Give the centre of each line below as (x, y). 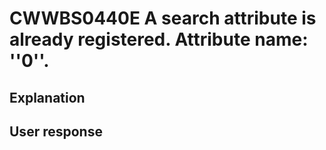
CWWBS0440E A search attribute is (163, 18)
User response (56, 131)
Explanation (47, 97)
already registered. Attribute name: (159, 39)
